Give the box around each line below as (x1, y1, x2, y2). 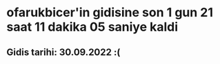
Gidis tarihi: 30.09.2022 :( (6, 46, 121, 58)
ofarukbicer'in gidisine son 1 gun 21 (6, 5, 214, 20)
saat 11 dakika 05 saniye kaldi (6, 19, 179, 35)
